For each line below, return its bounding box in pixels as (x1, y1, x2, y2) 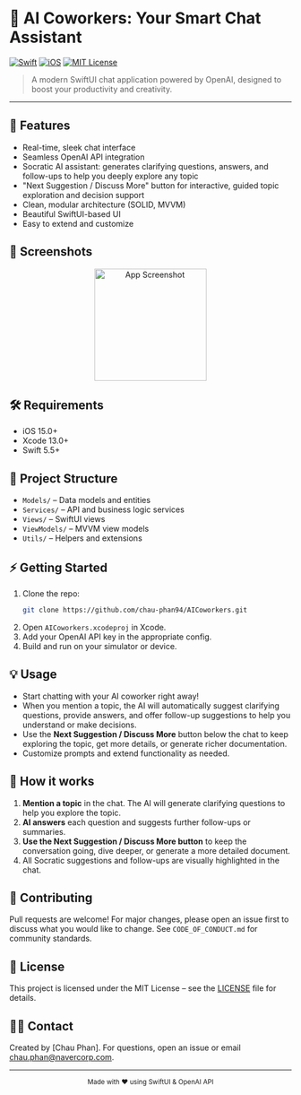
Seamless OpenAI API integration (21, 152, 145, 162)
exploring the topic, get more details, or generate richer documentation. (21, 738, 288, 749)
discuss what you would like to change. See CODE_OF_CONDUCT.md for (9, 924, 258, 934)
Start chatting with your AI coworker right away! (21, 691, 200, 701)
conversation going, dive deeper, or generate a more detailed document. (21, 845, 291, 856)
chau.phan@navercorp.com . (9, 1051, 115, 1062)
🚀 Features (9, 118, 71, 134)
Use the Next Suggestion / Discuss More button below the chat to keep (21, 728, 288, 739)
